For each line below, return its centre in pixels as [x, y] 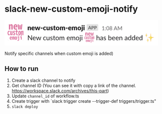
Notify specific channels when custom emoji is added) [59, 53]
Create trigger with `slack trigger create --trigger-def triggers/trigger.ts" [84, 101]
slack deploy [25, 107]
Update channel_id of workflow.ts [45, 96]
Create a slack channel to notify [44, 80]
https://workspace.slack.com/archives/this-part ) [60, 91]
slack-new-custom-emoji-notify [71, 9]
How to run [22, 69]
